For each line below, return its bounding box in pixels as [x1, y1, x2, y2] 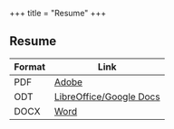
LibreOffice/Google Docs [53, 90, 160, 103]
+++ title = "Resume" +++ [9, 8, 107, 18]
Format [14, 60, 46, 73]
